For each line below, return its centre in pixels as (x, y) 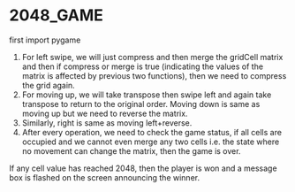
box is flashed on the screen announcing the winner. (105, 177)
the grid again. (48, 85)
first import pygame (45, 40)
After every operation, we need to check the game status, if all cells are (152, 132)
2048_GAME (57, 15)
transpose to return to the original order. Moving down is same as (141, 104)
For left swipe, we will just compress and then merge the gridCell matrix (152, 57)
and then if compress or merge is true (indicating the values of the (142, 66)
